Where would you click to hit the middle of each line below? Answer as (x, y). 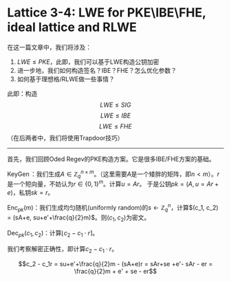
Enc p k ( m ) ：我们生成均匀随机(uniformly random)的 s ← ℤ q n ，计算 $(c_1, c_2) (113, 208)
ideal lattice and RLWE (72, 27)
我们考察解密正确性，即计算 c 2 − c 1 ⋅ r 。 (63, 250)
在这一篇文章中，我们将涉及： (49, 47)
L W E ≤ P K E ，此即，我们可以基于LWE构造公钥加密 (88, 62)
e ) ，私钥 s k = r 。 (31, 193)
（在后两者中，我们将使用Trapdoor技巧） (65, 138)
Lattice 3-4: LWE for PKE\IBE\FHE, (107, 13)
